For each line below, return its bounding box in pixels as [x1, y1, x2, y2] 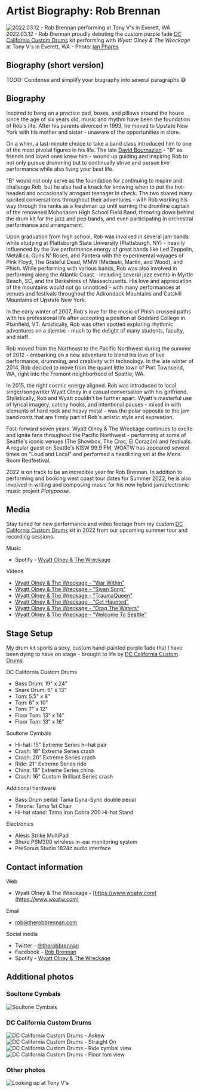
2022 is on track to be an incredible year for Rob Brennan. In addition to [6, 468, 183, 475]
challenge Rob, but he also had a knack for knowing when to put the [6, 183, 174, 190]
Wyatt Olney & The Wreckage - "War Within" [14, 579, 125, 586]
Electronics [6, 820, 34, 828]
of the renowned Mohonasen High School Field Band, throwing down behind [6, 208, 194, 216]
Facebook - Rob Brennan [14, 948, 76, 955]
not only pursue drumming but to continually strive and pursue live [6, 159, 170, 166]
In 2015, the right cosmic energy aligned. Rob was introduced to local [6, 382, 177, 389]
